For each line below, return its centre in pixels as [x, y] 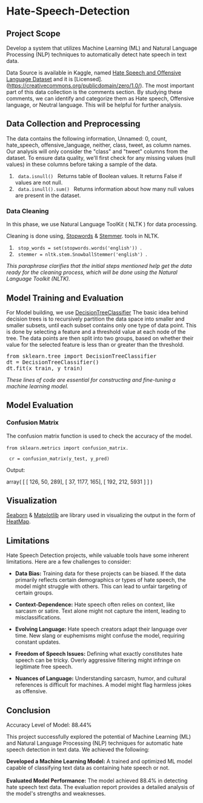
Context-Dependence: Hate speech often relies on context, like [95, 605]
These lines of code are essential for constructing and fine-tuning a [91, 379]
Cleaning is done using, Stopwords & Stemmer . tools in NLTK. [83, 236]
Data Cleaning [28, 211]
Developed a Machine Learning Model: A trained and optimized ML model [99, 761]
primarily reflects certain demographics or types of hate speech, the [100, 580]
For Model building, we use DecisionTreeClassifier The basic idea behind [97, 312]
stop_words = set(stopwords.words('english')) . [80, 248]
